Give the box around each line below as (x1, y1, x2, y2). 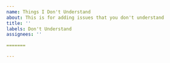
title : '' (6, 20, 32, 26)
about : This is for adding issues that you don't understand (6, 15, 165, 21)
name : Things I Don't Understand (6, 8, 91, 15)
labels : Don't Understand (6, 25, 72, 32)
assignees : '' (6, 31, 42, 38)
